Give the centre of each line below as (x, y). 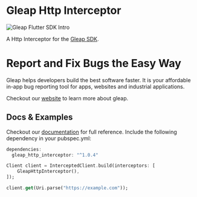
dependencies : (24, 149)
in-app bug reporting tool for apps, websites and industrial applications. (95, 86)
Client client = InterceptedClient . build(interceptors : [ (81, 166)
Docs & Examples (40, 118)
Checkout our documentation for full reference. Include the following (92, 132)
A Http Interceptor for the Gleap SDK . (53, 39)
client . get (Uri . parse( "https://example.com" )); (67, 188)
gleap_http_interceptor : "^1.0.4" (55, 155)
